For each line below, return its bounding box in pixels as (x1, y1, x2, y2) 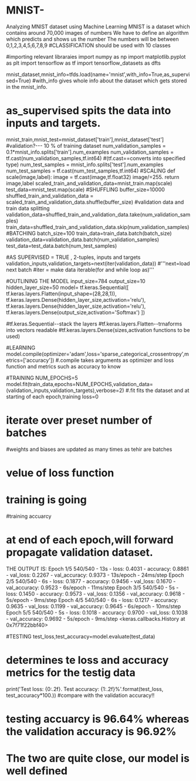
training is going (6, 493, 87, 507)
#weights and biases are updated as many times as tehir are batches (6, 446, 173, 453)
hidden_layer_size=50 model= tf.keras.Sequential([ (6, 284, 129, 291)
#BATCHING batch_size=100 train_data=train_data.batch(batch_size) (6, 230, 172, 237)
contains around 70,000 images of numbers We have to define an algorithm (6, 29, 189, 36)
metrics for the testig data (6, 666, 136, 680)
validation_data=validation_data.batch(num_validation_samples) (6, 236, 160, 243)
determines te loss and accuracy (6, 654, 169, 667)
